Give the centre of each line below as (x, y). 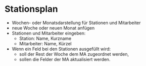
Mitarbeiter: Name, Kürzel (45, 43)
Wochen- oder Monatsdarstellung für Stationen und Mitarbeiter (76, 23)
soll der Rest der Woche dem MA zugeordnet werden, (74, 54)
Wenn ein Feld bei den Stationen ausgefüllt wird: (61, 49)
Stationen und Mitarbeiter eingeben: (49, 33)
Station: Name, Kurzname (45, 38)
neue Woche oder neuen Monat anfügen (53, 28)
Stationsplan (31, 9)
